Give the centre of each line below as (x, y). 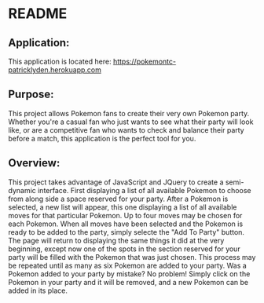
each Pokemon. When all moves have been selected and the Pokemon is (126, 224)
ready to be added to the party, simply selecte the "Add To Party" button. (126, 232)
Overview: (34, 163)
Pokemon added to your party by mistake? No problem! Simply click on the (129, 274)
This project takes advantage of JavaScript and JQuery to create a (116, 182)
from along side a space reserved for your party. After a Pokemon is (118, 199)
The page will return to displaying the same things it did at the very (116, 240)
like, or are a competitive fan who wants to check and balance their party (126, 130)
